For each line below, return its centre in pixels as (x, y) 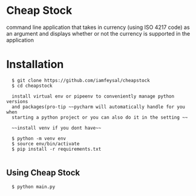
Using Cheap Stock (43, 173)
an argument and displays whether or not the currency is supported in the (98, 33)
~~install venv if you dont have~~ (57, 128)
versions (17, 101)
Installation (35, 65)
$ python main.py (34, 187)
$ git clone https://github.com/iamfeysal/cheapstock (81, 80)
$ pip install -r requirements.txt (57, 149)
